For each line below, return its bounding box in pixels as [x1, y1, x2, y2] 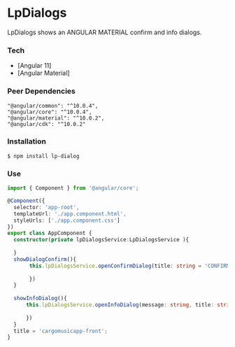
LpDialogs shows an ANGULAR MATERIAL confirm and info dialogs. [7, 28, 202, 36]
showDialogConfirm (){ [13, 255, 77, 263]
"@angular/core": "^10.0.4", [7, 108, 92, 115]
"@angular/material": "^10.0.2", [7, 114, 105, 122]
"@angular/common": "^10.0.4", [7, 102, 99, 109]
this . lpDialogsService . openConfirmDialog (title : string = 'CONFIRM [29, 262, 230, 269]
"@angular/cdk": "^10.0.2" [7, 120, 86, 127]
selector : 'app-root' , [13, 204, 80, 211]
